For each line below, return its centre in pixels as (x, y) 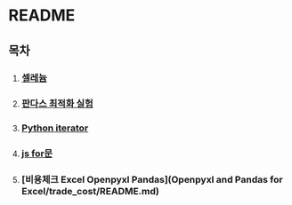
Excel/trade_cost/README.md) (90, 192)
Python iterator (55, 128)
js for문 (37, 154)
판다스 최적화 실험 (57, 104)
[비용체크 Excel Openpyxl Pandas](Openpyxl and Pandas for (152, 180)
